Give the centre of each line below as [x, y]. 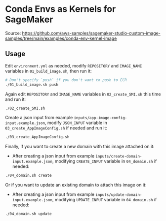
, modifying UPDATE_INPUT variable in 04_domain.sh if [104, 200]
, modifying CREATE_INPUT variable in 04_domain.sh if [104, 161]
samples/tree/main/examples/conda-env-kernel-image [61, 38]
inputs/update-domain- [119, 195]
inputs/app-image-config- [101, 118]
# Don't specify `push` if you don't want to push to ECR [66, 80]
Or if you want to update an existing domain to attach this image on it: [76, 185]
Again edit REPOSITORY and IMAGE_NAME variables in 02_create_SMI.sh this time [83, 94]
